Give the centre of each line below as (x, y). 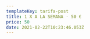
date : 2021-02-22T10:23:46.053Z (45, 27)
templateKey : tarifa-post (37, 11)
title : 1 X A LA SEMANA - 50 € (44, 17)
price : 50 (18, 22)
